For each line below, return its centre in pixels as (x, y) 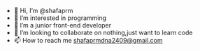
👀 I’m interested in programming (60, 18)
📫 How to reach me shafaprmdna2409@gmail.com (88, 40)
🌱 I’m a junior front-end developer (63, 25)
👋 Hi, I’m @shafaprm (43, 11)
